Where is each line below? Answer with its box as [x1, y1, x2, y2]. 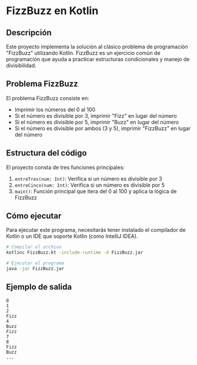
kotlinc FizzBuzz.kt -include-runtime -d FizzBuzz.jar [6, 250, 143, 255]
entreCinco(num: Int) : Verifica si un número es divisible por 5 [14, 181, 165, 188]
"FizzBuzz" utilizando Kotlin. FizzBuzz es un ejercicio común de [6, 49, 161, 57]
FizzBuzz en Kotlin [6, 4, 99, 18]
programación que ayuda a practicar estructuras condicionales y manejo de [6, 56, 190, 62]
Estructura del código [6, 148, 87, 158]
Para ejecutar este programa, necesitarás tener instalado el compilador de [6, 227, 186, 234]
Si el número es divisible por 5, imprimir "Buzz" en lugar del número [14, 118, 179, 125]
